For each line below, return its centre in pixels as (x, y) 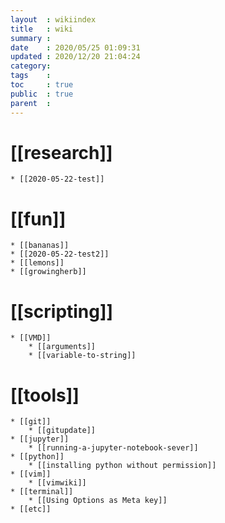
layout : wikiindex (53, 19)
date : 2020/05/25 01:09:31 (75, 47)
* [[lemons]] (37, 263)
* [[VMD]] (31, 338)
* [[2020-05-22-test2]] (60, 254)
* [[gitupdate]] (62, 431)
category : (31, 66)
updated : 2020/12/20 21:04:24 (75, 57)
